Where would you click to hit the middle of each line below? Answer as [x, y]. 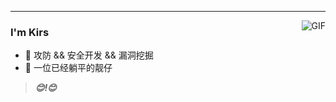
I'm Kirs [30, 32]
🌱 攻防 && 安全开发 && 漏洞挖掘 [89, 55]
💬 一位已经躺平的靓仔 [68, 68]
